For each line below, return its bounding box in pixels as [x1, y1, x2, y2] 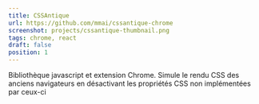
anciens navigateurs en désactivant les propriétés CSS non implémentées [8, 79, 252, 88]
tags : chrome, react [8, 33, 78, 42]
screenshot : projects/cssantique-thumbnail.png [8, 26, 170, 34]
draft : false [8, 41, 52, 49]
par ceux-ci [8, 87, 46, 96]
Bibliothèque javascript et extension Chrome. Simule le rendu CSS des [8, 71, 240, 79]
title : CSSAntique [8, 11, 70, 20]
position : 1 [8, 48, 48, 56]
